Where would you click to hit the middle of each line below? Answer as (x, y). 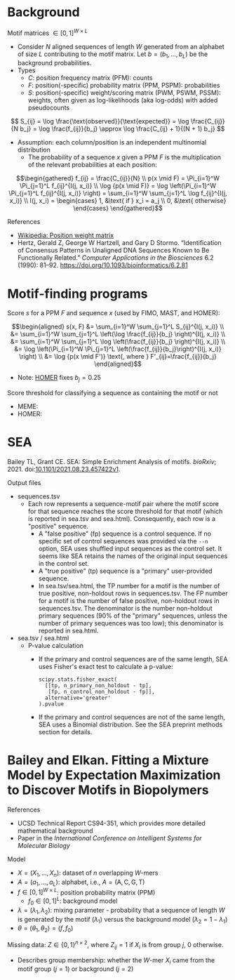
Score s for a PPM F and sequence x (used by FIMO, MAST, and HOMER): (114, 313)
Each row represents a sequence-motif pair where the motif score (123, 504)
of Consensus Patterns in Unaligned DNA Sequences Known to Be (113, 251)
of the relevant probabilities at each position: (92, 165)
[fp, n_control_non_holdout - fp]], (102, 692)
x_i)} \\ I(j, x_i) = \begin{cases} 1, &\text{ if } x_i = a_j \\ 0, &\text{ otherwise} (118, 201)
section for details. (65, 732)
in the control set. (64, 564)
